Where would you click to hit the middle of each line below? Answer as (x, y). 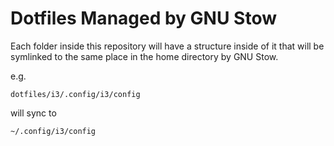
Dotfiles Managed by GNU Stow (143, 18)
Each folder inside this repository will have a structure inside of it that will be (167, 46)
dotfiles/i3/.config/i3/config (75, 94)
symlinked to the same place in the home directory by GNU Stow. (144, 56)
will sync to (33, 113)
